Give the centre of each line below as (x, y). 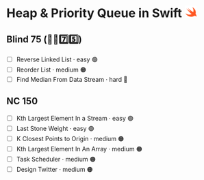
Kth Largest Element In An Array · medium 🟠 (79, 149)
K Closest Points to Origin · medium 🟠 (70, 138)
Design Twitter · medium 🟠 (54, 169)
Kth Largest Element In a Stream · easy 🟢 (75, 118)
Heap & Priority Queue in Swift (94, 13)
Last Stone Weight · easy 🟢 (55, 128)
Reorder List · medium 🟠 (51, 70)
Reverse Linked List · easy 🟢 (57, 59)
